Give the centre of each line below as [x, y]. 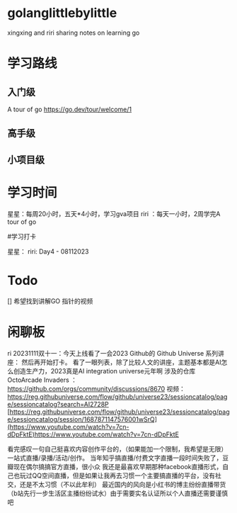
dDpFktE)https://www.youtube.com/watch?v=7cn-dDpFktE [93, 434]
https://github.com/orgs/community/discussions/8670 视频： [96, 388]
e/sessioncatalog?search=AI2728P [58, 404]
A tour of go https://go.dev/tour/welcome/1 [70, 109]
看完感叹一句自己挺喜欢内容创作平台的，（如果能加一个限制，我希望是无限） [117, 449]
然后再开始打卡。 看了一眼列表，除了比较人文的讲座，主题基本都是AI [121, 362]
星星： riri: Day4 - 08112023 [48, 251]
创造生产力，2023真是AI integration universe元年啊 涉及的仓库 [104, 371]
